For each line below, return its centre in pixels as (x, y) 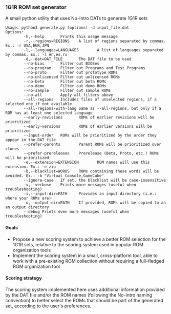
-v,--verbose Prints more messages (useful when (80, 185)
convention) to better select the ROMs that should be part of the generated (84, 300)
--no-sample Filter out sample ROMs (67, 91)
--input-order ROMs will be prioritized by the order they (90, 135)
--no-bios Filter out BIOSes (62, 64)
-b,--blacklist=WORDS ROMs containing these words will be (91, 171)
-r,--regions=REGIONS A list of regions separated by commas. (95, 41)
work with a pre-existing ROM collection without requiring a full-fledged (89, 261)
